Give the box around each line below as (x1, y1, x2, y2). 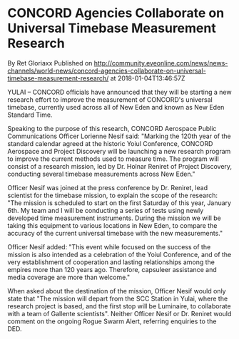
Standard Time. (7, 110, 53, 119)
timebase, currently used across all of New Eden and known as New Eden (7, 103, 225, 111)
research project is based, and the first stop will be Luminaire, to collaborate (7, 301, 231, 311)
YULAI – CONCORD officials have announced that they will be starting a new (7, 88, 232, 96)
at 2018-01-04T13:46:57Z (110, 73, 185, 83)
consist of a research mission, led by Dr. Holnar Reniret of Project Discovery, (7, 162, 233, 170)
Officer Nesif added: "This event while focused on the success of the (7, 242, 211, 251)
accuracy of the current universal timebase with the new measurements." (7, 229, 223, 237)
